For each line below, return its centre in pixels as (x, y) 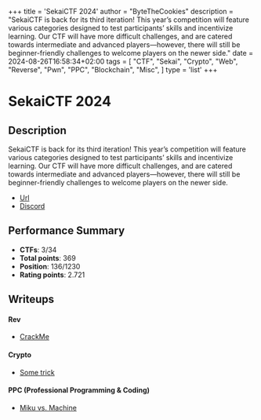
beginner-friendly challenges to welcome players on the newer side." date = (130, 53)
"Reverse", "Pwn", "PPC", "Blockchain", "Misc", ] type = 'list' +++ (113, 69)
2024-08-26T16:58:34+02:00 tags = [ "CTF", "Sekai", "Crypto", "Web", (123, 61)
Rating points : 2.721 (52, 275)
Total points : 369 (47, 257)
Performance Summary (67, 231)
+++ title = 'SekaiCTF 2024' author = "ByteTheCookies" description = (121, 11)
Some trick (37, 372)
